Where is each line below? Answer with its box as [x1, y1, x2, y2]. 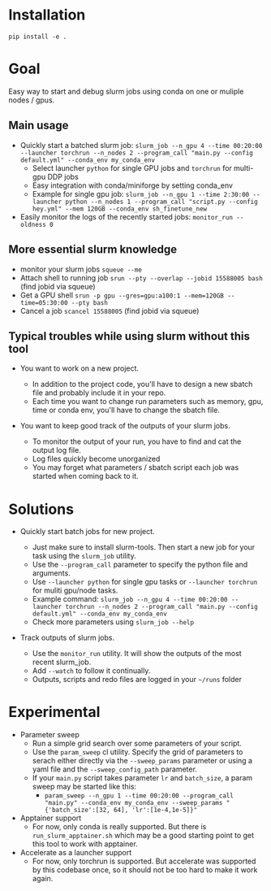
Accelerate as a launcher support [19, 848, 132, 858]
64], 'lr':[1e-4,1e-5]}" [113, 806, 198, 815]
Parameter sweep [19, 730, 80, 740]
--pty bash [71, 298, 108, 306]
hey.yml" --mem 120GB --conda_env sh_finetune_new [32, 205, 208, 213]
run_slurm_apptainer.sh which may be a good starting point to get [32, 831, 254, 841]
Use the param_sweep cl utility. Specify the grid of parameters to [32, 747, 243, 757]
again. [32, 874, 54, 884]
